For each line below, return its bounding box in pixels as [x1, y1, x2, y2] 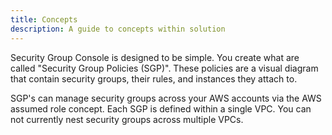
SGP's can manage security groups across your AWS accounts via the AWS [10, 92, 322, 104]
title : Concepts [10, 14, 78, 25]
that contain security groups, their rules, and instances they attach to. [10, 72, 298, 85]
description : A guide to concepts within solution [10, 24, 226, 34]
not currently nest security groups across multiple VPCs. [10, 113, 244, 125]
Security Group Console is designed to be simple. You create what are [10, 51, 300, 63]
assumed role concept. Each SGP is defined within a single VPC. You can [10, 102, 312, 115]
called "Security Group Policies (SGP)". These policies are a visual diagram [10, 62, 319, 74]
